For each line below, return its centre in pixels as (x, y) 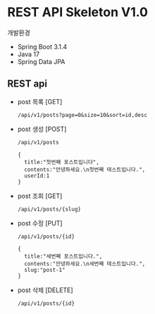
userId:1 (37, 176)
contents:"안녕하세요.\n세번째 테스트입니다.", (85, 264)
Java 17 (29, 54)
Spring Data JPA (41, 61)
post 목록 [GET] (40, 101)
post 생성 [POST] (42, 129)
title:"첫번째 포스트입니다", (62, 162)
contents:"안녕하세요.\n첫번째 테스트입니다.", (85, 170)
